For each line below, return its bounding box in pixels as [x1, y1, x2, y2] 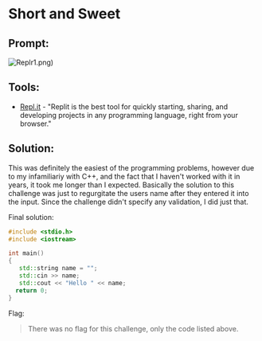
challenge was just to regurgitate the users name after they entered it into [8, 188, 249, 198]
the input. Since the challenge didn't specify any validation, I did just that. [8, 197, 249, 206]
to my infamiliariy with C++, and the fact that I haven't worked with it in [8, 171, 240, 181]
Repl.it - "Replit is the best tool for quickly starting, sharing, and [19, 101, 229, 112]
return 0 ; [15, 286, 48, 295]
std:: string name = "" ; [18, 265, 98, 272]
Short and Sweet [8, 5, 121, 23]
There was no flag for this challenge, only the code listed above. [27, 323, 239, 333]
